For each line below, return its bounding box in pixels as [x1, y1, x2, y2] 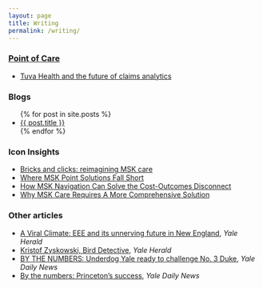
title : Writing [8, 19, 59, 27]
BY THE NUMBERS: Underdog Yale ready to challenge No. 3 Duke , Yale [19, 254, 256, 263]
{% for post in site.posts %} [19, 109, 112, 118]
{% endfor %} [19, 126, 66, 136]
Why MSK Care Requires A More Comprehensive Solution [19, 190, 210, 200]
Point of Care [8, 53, 61, 64]
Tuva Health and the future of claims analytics [19, 71, 172, 81]
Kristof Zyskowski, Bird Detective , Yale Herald [19, 245, 172, 254]
